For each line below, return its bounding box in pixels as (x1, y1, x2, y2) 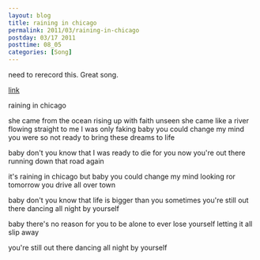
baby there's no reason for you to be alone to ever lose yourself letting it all (8, 219, 253, 228)
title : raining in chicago (8, 19, 97, 27)
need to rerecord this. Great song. (8, 70, 119, 79)
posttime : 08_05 (8, 41, 62, 49)
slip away (8, 228, 40, 237)
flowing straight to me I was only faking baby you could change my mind (8, 124, 245, 134)
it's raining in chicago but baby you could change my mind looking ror (8, 171, 236, 181)
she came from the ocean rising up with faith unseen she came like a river (8, 116, 249, 125)
